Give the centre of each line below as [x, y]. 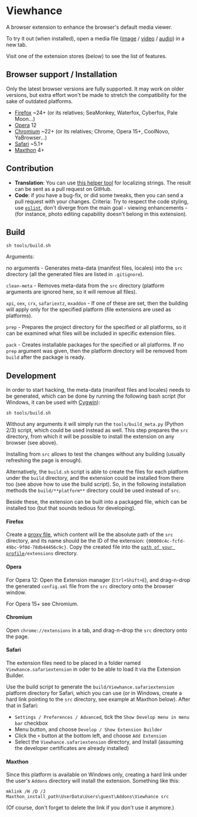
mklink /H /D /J [26, 792]
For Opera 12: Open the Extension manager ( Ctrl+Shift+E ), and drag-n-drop [98, 580]
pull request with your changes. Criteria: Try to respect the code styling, [101, 201]
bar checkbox [31, 723]
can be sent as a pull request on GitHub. [63, 189]
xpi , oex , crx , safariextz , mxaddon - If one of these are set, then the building [97, 303]
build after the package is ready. [46, 357]
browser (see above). [32, 443]
